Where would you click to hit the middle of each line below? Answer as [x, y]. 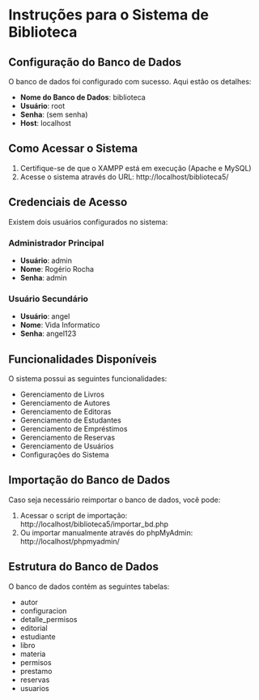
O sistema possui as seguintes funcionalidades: [88, 379]
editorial [34, 628]
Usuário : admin [46, 260]
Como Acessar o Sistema [73, 149]
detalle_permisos [49, 619]
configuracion [43, 611]
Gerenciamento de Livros [62, 394]
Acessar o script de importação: [74, 515]
